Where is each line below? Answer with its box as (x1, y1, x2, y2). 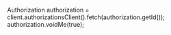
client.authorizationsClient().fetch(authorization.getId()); (7, 13, 166, 21)
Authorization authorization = (7, 6, 90, 14)
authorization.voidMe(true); (7, 21, 84, 28)
